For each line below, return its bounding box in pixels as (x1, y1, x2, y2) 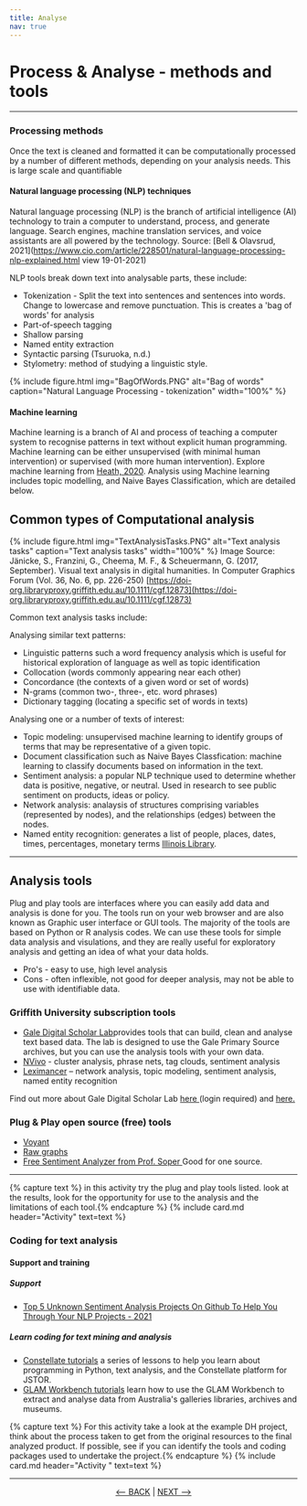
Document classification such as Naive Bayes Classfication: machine (22, 751, 282, 762)
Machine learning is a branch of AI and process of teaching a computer (9, 427, 278, 438)
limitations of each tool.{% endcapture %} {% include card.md (9, 1202, 245, 1212)
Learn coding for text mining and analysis (9, 1331, 172, 1342)
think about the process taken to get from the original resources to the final (9, 1430, 292, 1441)
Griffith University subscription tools (9, 1006, 176, 1019)
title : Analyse (9, 13, 68, 23)
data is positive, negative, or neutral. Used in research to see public (22, 779, 277, 791)
